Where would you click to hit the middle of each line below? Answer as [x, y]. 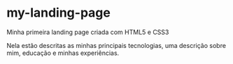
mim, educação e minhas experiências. [63, 53]
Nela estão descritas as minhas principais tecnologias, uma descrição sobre [116, 45]
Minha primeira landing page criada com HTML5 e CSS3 [88, 32]
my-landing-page [59, 13]
